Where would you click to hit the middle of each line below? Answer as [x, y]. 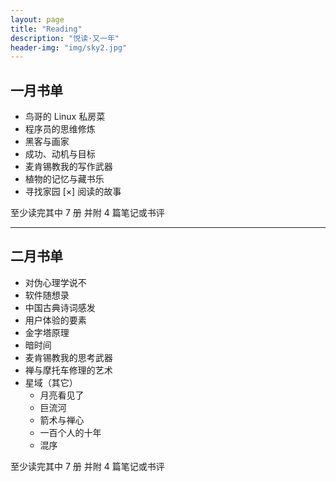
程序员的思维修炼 [60, 129]
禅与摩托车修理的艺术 [68, 370]
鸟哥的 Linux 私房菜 [65, 117]
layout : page [37, 19]
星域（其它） [51, 382]
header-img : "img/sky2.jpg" [69, 47]
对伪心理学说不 [55, 282]
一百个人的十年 [70, 432]
